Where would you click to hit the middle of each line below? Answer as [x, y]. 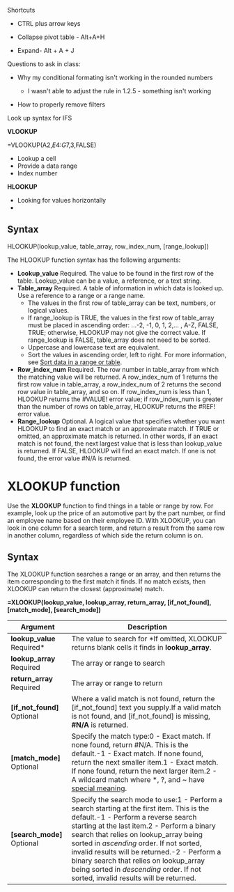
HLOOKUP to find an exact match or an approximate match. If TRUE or [118, 428]
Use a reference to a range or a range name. [81, 295]
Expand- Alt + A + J [46, 50]
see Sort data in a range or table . [75, 362]
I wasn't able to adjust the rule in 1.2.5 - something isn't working [119, 91]
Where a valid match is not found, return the [143, 698]
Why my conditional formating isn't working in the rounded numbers [115, 77]
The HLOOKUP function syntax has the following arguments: [94, 260]
